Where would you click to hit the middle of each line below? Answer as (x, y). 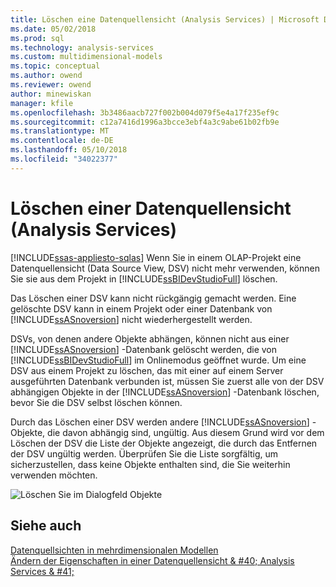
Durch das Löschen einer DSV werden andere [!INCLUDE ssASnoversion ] (160, 422)
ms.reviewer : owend (51, 85)
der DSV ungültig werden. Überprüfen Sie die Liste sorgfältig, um (144, 453)
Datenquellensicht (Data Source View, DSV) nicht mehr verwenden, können (165, 268)
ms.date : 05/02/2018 (53, 29)
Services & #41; (42, 571)
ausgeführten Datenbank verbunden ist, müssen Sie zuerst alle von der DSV (167, 381)
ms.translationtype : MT (60, 131)
